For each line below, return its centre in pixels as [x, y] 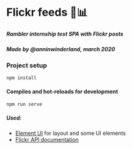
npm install [21, 78]
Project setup [27, 65]
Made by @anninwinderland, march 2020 [61, 49]
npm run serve [24, 104]
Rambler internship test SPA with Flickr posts [65, 34]
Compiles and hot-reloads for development [62, 91]
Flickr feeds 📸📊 [47, 13]
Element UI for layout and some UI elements [71, 133]
